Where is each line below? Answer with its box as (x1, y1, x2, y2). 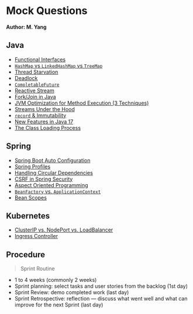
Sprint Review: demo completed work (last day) (14, 289, 129, 296)
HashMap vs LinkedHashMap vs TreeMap (14, 62, 103, 69)
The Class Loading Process (14, 124, 81, 131)
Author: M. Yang (6, 23, 47, 30)
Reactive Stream (14, 87, 54, 94)
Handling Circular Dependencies (14, 169, 94, 176)
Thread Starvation (14, 68, 58, 75)
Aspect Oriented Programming (14, 181, 89, 188)
